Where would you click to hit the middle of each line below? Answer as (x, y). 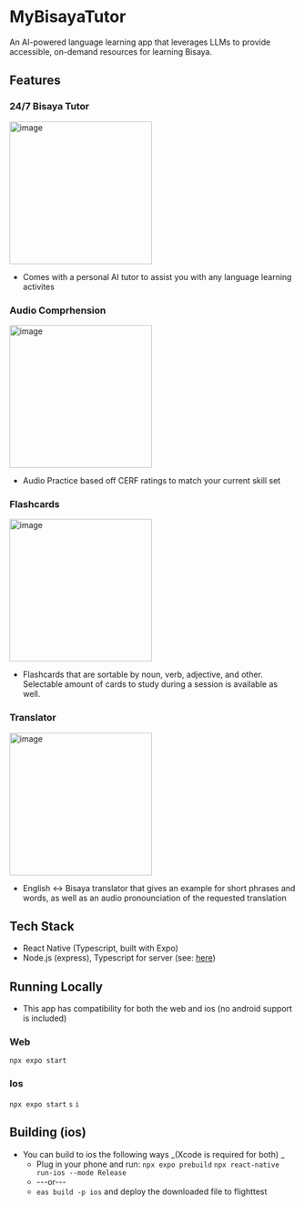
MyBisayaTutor (68, 17)
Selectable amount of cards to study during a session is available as (150, 684)
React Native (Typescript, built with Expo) (101, 948)
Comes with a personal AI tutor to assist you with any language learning (157, 276)
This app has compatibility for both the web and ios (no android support (157, 1009)
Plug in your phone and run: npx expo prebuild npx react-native (158, 1164)
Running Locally (56, 987)
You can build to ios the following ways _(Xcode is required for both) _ (153, 1154)
